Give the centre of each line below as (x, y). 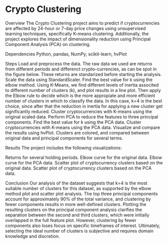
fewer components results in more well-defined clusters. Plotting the (76, 204)
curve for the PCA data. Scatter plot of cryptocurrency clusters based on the (84, 162)
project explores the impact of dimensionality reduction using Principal (78, 39)
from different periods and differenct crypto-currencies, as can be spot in (81, 69)
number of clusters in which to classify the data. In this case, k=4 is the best (84, 100)
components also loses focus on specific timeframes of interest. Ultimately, (83, 225)
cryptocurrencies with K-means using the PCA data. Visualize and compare (83, 127)
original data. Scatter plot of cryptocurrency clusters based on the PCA (78, 168)
